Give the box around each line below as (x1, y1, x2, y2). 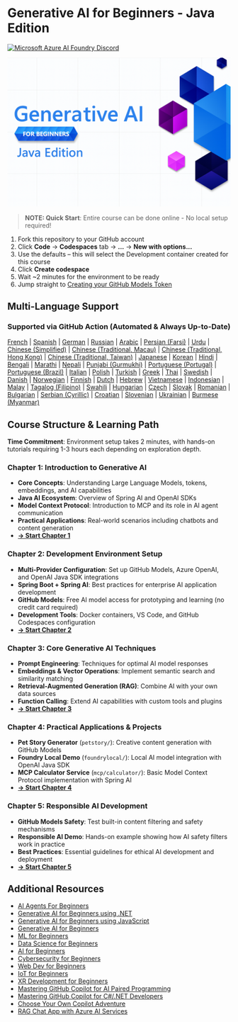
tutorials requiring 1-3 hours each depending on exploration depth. (7, 445, 202, 454)
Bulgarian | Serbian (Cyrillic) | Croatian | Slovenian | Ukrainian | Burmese (7, 391, 218, 399)
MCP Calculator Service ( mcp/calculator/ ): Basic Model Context (17, 768, 208, 777)
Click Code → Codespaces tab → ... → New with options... (17, 242, 193, 251)
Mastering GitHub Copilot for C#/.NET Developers (17, 992, 164, 1001)
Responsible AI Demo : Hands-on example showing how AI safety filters (17, 832, 228, 841)
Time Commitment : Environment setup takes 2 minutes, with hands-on (7, 437, 215, 446)
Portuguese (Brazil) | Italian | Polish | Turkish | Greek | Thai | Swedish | (7, 368, 212, 376)
